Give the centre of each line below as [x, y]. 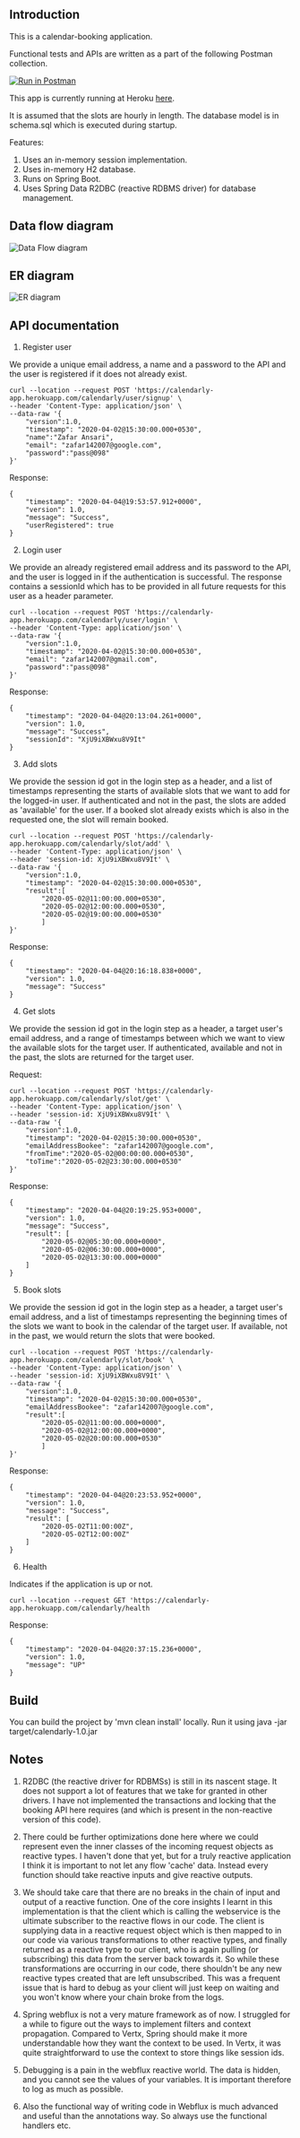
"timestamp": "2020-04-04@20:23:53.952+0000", [114, 1495]
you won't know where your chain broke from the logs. [123, 1997]
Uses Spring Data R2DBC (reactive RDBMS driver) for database [139, 188]
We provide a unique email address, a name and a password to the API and [148, 365]
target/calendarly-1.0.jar [54, 1732]
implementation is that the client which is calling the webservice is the [151, 1911]
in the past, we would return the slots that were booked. [112, 1336]
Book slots [42, 1290]
